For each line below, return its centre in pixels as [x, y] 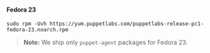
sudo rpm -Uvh [27, 24]
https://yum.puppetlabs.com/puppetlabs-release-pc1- [127, 24]
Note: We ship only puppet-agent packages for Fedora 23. [105, 42]
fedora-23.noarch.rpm [38, 30]
